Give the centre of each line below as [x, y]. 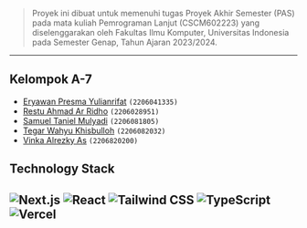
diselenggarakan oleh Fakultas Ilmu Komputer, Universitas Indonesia [160, 32]
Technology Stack [62, 169]
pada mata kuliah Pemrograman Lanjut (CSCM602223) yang [146, 23]
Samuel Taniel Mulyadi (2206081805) [91, 120]
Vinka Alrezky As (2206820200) [80, 140]
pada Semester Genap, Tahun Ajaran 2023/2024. [124, 42]
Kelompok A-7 [51, 80]
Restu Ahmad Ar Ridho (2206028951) [91, 111]
